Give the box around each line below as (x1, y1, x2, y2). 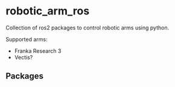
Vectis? (14, 53, 33, 61)
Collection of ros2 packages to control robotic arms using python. (5, 24, 170, 31)
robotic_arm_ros (5, 4, 90, 18)
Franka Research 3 (14, 47, 62, 55)
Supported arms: (5, 35, 48, 43)
